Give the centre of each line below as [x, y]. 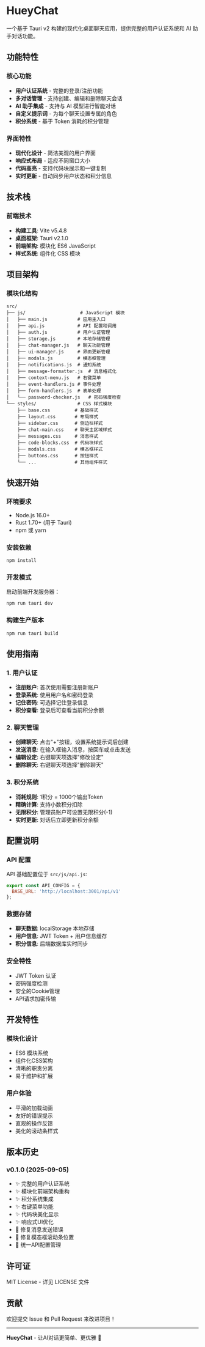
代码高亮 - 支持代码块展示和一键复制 [61, 168]
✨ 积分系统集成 [34, 1199]
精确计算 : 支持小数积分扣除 [49, 804]
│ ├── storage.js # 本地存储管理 [58, 339]
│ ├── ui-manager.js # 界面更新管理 [58, 352]
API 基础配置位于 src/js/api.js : [47, 874]
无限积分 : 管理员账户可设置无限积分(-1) [64, 812]
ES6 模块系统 [32, 1053]
